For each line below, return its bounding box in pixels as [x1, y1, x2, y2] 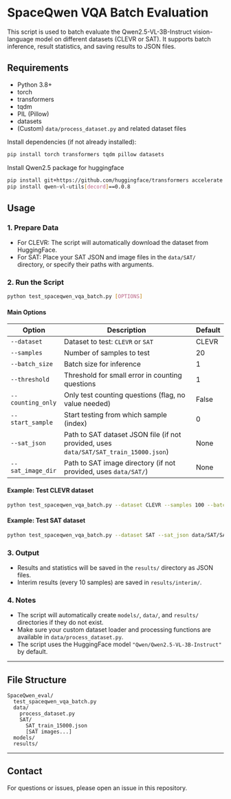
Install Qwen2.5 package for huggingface [7, 163, 124, 171]
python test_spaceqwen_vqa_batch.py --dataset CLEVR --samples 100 [7, 501, 205, 509]
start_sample [10, 418, 54, 427]
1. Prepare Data [7, 222, 59, 232]
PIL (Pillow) [16, 109, 49, 118]
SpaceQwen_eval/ [7, 692, 54, 699]
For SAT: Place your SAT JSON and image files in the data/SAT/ [16, 253, 196, 262]
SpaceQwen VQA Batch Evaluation [7, 5, 209, 21]
